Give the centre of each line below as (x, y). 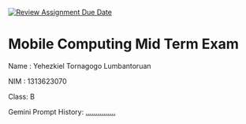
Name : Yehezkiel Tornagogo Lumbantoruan (80, 66)
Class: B (22, 96)
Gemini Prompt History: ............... (62, 111)
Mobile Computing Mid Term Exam (123, 44)
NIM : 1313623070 (37, 81)
